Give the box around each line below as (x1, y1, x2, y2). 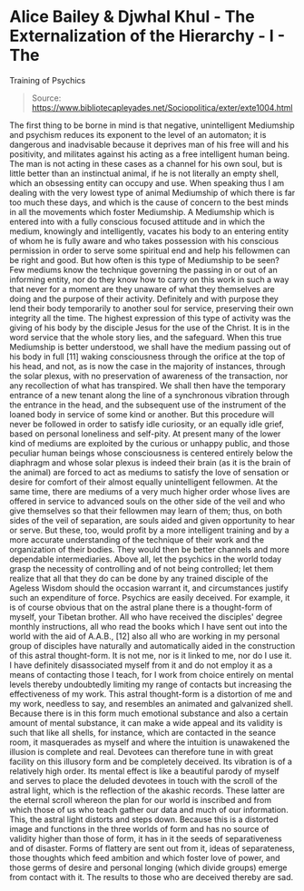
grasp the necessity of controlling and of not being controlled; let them (9, 563, 274, 573)
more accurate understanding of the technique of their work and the (9, 534, 265, 545)
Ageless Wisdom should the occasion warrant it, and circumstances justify (9, 583, 289, 593)
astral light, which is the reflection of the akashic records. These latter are (9, 785, 286, 796)
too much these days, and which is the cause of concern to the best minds (9, 197, 289, 208)
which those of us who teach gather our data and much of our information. (9, 804, 289, 815)
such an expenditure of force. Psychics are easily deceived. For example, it (9, 592, 290, 602)
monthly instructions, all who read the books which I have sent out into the (9, 621, 288, 632)
